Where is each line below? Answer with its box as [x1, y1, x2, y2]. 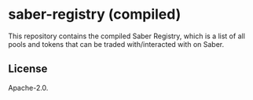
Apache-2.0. [8, 83, 49, 92]
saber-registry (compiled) [8, 5, 181, 23]
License [8, 62, 48, 76]
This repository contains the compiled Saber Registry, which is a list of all [8, 31, 246, 41]
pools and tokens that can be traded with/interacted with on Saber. [8, 39, 225, 48]
